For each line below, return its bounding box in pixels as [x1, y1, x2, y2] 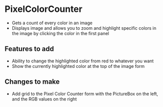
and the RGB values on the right [11, 96, 77, 102]
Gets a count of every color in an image [11, 20, 93, 26]
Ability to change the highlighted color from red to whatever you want [11, 58, 154, 64]
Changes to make [4, 78, 60, 86]
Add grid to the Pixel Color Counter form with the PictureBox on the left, [11, 91, 159, 97]
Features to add [4, 45, 54, 53]
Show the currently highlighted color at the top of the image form [11, 63, 145, 69]
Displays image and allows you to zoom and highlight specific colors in [11, 25, 157, 31]
